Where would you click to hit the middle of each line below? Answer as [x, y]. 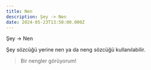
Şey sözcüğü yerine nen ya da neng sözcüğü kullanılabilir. [76, 50]
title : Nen [19, 11]
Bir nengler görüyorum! [48, 61]
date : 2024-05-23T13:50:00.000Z [45, 22]
